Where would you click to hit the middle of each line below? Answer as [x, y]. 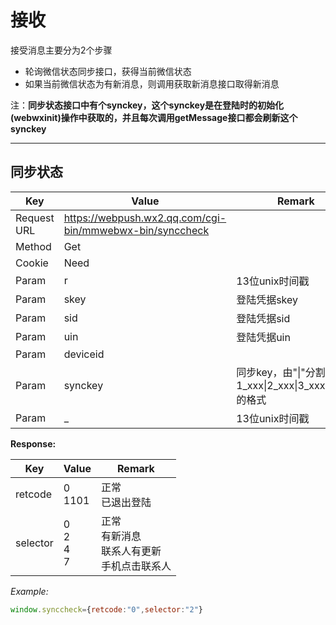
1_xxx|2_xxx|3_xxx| [282, 385]
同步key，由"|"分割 [281, 372]
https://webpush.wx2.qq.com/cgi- [145, 218]
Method [33, 246]
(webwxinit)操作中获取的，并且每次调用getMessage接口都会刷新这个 [154, 117]
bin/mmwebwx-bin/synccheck [136, 230]
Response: [33, 443]
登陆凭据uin [263, 337]
